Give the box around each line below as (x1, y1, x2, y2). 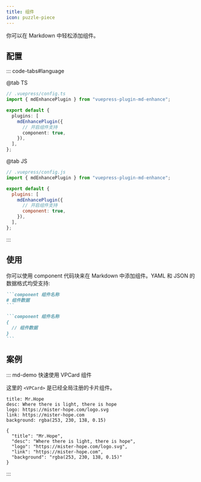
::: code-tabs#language (6, 68, 64, 75)
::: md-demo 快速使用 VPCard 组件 (6, 372, 92, 379)
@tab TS (6, 79, 28, 86)
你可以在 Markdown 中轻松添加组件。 (6, 31, 99, 39)
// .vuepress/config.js (6, 170, 66, 176)
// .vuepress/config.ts (6, 91, 66, 97)
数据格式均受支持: (6, 279, 51, 287)
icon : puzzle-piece (6, 14, 55, 21)
